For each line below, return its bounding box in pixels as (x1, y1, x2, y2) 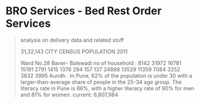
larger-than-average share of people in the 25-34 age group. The (20, 78, 182, 86)
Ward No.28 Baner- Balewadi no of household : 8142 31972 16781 (20, 59, 182, 67)
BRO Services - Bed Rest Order (5, 4, 162, 18)
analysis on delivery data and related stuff (20, 36, 124, 43)
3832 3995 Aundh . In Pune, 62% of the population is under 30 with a (20, 72, 193, 79)
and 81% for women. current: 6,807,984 (20, 91, 119, 98)
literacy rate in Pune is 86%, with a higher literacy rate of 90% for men (20, 84, 195, 92)
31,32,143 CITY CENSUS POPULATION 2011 (20, 48, 128, 55)
